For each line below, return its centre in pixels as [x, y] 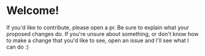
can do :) [18, 47]
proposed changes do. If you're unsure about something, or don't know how [102, 33]
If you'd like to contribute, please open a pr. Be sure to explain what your [98, 27]
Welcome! [33, 11]
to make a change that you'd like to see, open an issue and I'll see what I [98, 40]
